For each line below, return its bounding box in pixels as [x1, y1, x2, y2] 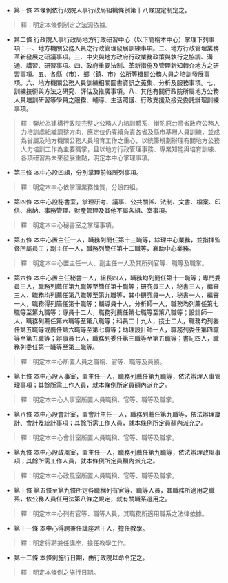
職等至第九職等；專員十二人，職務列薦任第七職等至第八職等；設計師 [13, 308, 207, 316]
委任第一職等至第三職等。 [25, 343, 99, 351]
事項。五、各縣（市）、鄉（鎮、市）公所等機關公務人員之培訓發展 [19, 70, 205, 78]
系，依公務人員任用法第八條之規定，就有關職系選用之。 [13, 495, 171, 503]
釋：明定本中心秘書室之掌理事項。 [20, 221, 118, 229]
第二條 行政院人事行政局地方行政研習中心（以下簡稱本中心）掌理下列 [13, 35, 209, 44]
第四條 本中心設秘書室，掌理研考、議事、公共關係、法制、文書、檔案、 [13, 198, 215, 206]
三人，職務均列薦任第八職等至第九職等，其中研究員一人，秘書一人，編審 [13, 291, 219, 299]
